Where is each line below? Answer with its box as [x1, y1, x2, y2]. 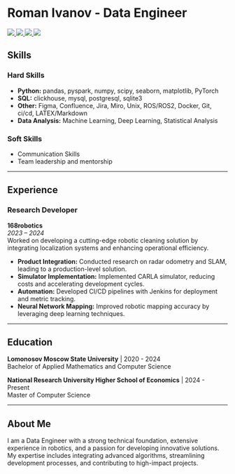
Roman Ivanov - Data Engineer [7, 5, 187, 21]
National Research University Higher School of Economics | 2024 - [7, 376, 205, 384]
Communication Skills [17, 150, 80, 158]
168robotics [7, 221, 43, 230]
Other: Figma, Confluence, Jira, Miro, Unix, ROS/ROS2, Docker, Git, [17, 101, 212, 110]
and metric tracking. [17, 294, 76, 303]
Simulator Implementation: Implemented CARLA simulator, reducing [17, 272, 215, 280]
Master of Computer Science [7, 391, 91, 400]
